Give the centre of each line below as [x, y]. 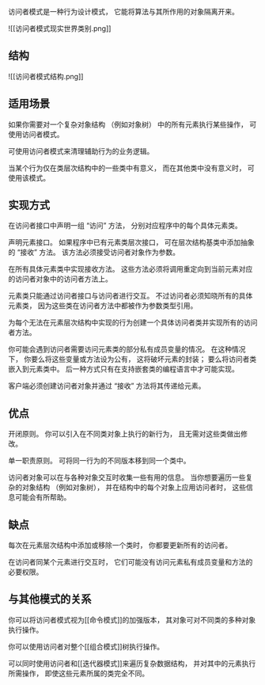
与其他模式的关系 [50, 599]
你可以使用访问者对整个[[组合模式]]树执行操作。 [86, 646]
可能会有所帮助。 [43, 497]
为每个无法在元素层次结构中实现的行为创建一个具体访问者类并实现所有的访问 [133, 322]
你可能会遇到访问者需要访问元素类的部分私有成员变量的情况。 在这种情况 [127, 349]
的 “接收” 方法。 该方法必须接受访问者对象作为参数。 [94, 253]
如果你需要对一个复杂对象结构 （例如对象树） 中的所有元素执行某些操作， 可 [132, 124]
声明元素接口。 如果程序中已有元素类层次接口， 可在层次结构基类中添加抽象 [131, 242]
